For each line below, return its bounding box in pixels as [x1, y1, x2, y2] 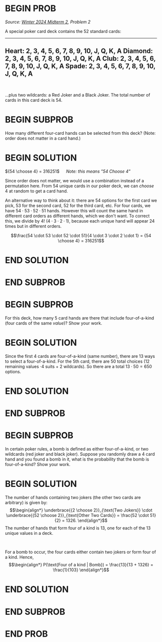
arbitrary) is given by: [5, 500, 48, 506]
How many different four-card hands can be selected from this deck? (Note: [5, 130, 156, 136]
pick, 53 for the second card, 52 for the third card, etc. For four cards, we [5, 202, 151, 209]
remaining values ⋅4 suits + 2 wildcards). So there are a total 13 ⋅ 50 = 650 [5, 363, 152, 369]
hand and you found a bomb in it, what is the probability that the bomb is [5, 456, 149, 462]
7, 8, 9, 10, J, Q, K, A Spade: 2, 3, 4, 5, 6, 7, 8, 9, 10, [5, 62, 156, 70]
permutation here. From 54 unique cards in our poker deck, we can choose [5, 183, 154, 189]
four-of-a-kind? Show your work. [5, 462, 71, 467]
